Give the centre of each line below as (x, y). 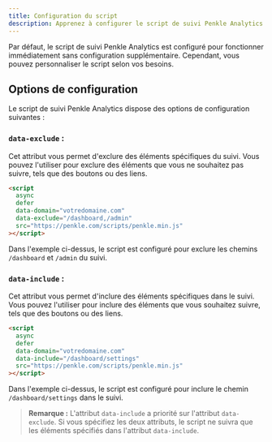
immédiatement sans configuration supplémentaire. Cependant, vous (124, 55)
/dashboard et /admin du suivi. (58, 257)
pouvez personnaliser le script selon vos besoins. (91, 64)
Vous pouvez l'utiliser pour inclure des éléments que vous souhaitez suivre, (135, 305)
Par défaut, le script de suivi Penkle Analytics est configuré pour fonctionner (136, 46)
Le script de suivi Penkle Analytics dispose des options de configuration (129, 109)
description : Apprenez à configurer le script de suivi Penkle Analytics (136, 24)
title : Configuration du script (63, 16)
